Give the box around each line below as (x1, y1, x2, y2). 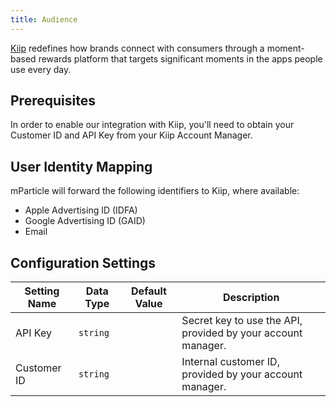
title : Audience (10, 14, 78, 25)
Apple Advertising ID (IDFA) (24, 204, 138, 216)
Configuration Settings (10, 254, 157, 271)
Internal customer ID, (181, 355, 280, 369)
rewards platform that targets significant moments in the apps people (38, 52, 323, 65)
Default (131, 284, 167, 298)
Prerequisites (10, 92, 96, 110)
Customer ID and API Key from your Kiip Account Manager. (10, 129, 253, 141)
